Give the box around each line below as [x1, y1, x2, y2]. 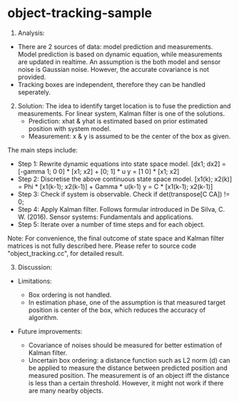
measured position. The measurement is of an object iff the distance [28, 371, 230, 379]
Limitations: [17, 277, 52, 285]
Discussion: [17, 262, 52, 272]
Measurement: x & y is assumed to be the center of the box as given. [28, 132, 231, 140]
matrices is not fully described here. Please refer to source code [7, 241, 197, 250]
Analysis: [17, 29, 45, 37]
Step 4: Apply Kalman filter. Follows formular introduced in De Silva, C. [17, 205, 225, 213]
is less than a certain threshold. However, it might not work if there [28, 378, 224, 387]
